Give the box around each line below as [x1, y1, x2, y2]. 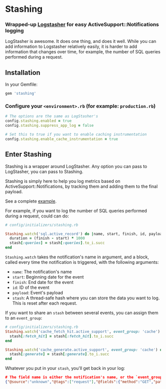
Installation [5, 68, 41, 77]
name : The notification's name [12, 269, 72, 275]
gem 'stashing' [5, 91, 37, 96]
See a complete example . [5, 198, 57, 204]
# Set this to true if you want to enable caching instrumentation [5, 132, 147, 137]
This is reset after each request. [12, 300, 78, 306]
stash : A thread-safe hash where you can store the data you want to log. [12, 295, 160, 301]
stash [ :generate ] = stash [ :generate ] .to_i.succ [9, 352, 110, 357]
